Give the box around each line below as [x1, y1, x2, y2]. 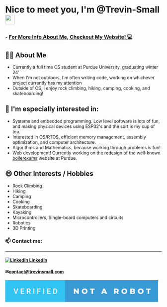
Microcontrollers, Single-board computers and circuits [12, 214, 124, 220]
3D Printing [12, 225, 36, 231]
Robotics [12, 219, 31, 225]
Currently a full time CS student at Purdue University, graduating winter [12, 64, 159, 70]
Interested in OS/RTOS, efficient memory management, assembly [12, 134, 147, 140]
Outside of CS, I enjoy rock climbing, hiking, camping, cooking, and [12, 85, 150, 91]
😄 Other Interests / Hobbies [5, 170, 93, 178]
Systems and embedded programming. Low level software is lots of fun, [12, 118, 160, 124]
